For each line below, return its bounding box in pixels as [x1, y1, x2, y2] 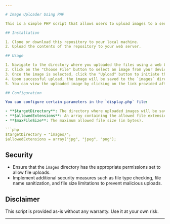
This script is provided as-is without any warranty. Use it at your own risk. [5, 208, 159, 214]
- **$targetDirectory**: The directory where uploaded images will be [5, 108, 157, 114]
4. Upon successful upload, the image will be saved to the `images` [5, 77, 155, 82]
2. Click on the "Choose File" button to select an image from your [5, 67, 153, 72]
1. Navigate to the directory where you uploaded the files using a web [5, 62, 162, 67]
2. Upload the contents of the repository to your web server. [5, 44, 142, 49]
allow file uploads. [12, 169, 51, 175]
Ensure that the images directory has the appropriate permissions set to [12, 164, 161, 170]
